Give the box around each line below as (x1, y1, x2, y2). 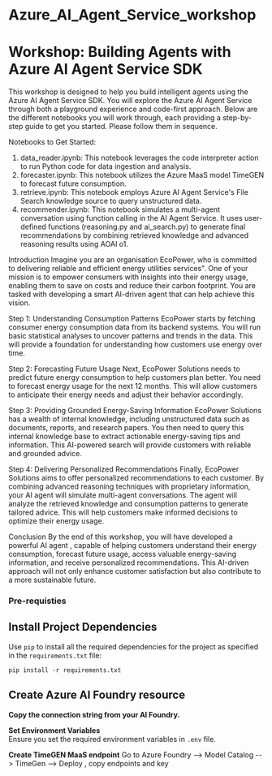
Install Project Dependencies (8, 620, 158, 634)
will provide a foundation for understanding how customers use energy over (8, 339, 262, 350)
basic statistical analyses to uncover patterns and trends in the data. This (8, 331, 253, 341)
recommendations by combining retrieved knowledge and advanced (19, 231, 249, 240)
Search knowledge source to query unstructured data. (19, 196, 202, 206)
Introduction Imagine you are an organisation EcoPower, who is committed (8, 255, 257, 265)
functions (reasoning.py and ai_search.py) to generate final (48, 222, 246, 232)
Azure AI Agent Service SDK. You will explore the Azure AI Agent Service (8, 96, 253, 106)
